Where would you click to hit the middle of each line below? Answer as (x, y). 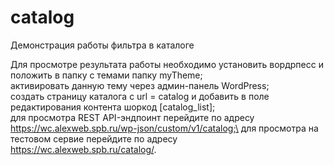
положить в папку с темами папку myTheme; (106, 75)
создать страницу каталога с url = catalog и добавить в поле (140, 96)
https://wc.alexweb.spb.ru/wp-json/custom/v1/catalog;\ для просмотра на (164, 128)
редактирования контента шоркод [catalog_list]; (113, 107)
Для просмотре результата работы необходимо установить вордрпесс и (167, 64)
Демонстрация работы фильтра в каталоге (102, 45)
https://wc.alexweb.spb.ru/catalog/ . (83, 149)
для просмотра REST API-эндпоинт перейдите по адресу (132, 117)
